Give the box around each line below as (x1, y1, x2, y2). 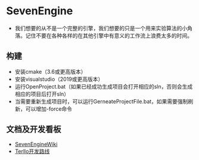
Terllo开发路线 (14, 148, 50, 155)
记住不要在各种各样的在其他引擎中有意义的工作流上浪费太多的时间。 (25, 32, 192, 39)
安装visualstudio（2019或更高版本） (14, 76, 104, 83)
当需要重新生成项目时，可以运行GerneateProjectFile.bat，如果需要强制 (14, 98, 188, 105)
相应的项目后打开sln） (14, 90, 70, 98)
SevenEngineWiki (14, 140, 58, 148)
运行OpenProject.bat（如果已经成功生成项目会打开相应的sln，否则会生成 (14, 83, 193, 90)
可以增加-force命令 (25, 105, 73, 112)
